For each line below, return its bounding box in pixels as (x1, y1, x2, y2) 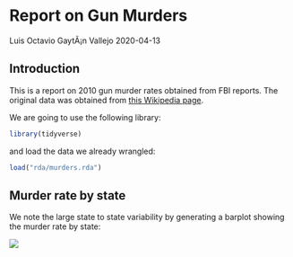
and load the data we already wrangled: (9, 146, 156, 156)
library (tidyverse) (9, 129, 82, 138)
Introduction (9, 61, 81, 76)
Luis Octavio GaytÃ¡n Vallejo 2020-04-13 (9, 35, 161, 46)
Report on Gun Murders (9, 5, 188, 26)
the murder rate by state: (9, 221, 101, 232)
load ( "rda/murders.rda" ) (9, 163, 102, 172)
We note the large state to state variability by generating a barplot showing (9, 212, 285, 223)
